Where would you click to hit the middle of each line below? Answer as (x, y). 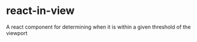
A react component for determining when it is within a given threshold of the (98, 27)
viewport (17, 33)
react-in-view (40, 11)
